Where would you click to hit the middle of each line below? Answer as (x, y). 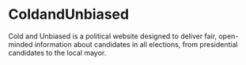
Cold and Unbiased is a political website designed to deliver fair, (113, 36)
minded (21, 44)
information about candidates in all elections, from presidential (136, 44)
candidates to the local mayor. (57, 52)
